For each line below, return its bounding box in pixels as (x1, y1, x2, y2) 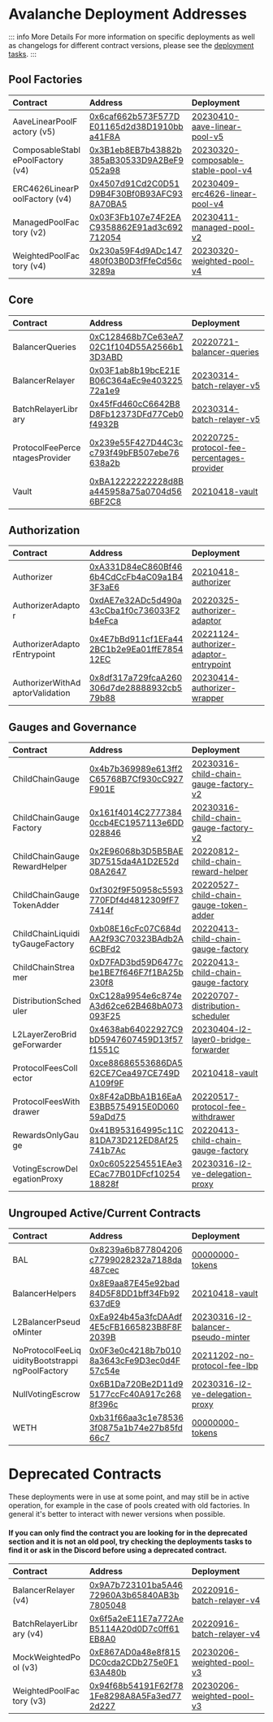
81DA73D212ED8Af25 (89, 1135, 179, 1146)
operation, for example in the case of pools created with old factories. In (8, 1500, 250, 1510)
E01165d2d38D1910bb (89, 120, 184, 132)
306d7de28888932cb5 (89, 682, 183, 694)
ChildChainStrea (12, 962, 75, 973)
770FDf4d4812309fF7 (89, 895, 180, 906)
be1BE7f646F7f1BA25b (89, 966, 184, 978)
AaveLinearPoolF (12, 116, 78, 127)
